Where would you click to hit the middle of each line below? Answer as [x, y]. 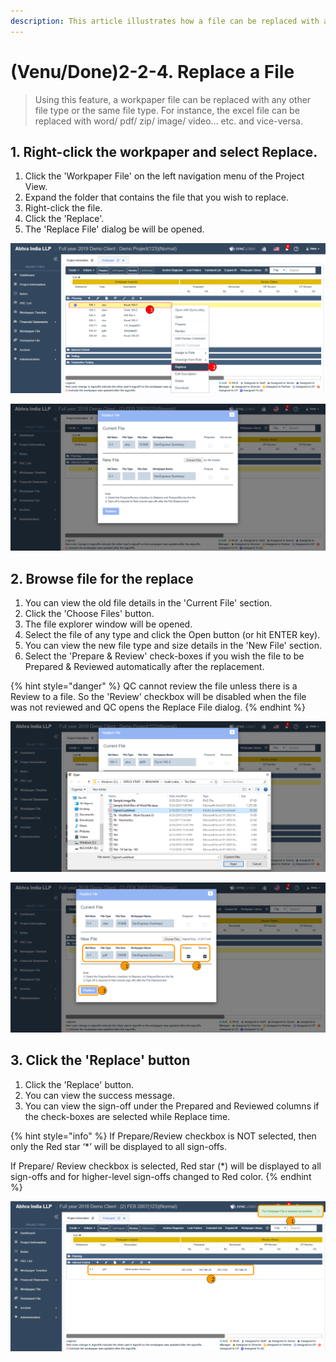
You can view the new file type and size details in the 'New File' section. [173, 646]
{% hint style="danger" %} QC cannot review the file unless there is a [154, 686]
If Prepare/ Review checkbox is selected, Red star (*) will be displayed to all [166, 1166]
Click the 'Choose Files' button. [89, 614]
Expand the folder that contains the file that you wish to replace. [156, 197]
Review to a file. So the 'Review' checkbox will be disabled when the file [158, 697]
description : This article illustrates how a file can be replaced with [165, 21]
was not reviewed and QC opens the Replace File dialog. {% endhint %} [158, 707]
